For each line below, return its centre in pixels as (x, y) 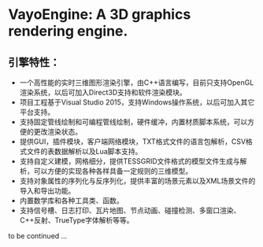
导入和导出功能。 (47, 191)
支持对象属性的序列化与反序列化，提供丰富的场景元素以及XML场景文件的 (137, 181)
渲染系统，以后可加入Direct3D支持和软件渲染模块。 (103, 92)
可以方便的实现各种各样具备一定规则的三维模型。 (113, 171)
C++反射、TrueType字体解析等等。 (76, 220)
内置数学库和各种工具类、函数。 (71, 201)
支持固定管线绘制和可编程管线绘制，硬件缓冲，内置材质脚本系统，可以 (133, 122)
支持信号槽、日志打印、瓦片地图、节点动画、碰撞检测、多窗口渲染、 (130, 210)
